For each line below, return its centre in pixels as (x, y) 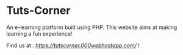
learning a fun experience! (39, 33)
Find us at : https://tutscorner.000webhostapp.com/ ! (73, 45)
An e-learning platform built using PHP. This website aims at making (92, 27)
